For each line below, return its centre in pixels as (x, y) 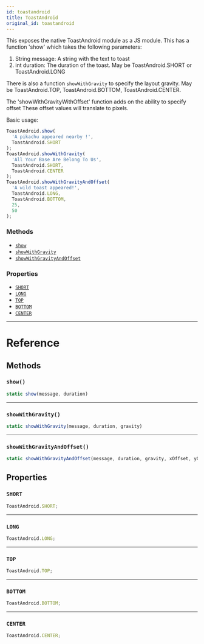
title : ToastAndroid (32, 18)
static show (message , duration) (47, 394)
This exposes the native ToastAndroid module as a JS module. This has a (98, 41)
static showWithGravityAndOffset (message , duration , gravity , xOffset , (99, 459)
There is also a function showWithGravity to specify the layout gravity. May (99, 83)
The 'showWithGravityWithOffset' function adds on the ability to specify (96, 102)
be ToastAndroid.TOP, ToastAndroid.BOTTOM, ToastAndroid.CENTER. (94, 90)
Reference (33, 343)
